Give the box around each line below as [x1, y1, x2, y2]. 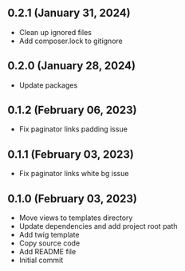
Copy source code [18, 238, 81, 248]
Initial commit [18, 255, 64, 265]
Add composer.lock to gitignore [18, 36, 123, 45]
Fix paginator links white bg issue [18, 169, 129, 179]
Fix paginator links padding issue [18, 124, 128, 134]
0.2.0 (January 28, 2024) [7, 59, 136, 73]
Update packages [18, 80, 78, 90]
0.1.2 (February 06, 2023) [7, 104, 137, 117]
